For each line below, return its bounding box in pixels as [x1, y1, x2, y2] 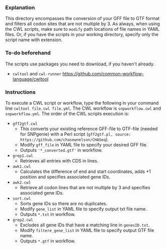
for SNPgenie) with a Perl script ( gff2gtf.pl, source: [20, 131, 131, 137]
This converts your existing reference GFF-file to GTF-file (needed [20, 125, 158, 132]
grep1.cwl [12, 153, 34, 158]
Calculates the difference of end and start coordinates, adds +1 [20, 168, 151, 175]
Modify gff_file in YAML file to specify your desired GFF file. [20, 141, 148, 147]
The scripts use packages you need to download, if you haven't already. [5, 61, 155, 67]
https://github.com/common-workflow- [62, 70, 144, 76]
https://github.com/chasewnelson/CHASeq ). [20, 136, 109, 142]
